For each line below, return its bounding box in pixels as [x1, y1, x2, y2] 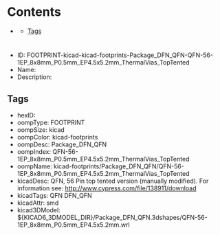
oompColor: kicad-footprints [16, 133, 98, 141]
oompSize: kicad [16, 125, 65, 134]
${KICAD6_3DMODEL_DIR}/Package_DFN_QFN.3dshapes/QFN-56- [16, 213, 208, 221]
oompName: [16, 162, 53, 170]
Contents [7, 4, 62, 20]
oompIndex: [16, 147, 52, 155]
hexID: [16, 111, 36, 119]
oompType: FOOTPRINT [16, 118, 85, 126]
